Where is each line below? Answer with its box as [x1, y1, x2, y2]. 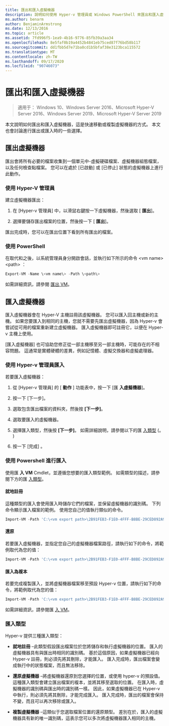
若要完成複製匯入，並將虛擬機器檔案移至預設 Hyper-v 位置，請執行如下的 [5, 580, 157, 587]
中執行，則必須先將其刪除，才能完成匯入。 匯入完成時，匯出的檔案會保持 [12, 692, 164, 698]
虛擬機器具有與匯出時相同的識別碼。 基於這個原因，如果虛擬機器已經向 [12, 650, 159, 656]
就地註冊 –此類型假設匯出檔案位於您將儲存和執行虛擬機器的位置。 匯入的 [12, 643, 163, 649]
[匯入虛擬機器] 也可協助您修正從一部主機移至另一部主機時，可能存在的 [5, 341, 151, 347]
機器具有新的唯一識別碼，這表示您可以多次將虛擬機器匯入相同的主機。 [12, 715, 158, 721]
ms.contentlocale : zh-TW [5, 54, 57, 59]
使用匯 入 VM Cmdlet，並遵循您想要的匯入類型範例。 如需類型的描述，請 [5, 469, 156, 476]
